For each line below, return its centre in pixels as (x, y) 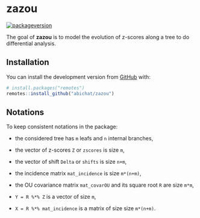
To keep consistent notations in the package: (62, 127)
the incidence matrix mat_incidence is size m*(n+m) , (78, 173)
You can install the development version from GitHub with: (78, 76)
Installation (28, 62)
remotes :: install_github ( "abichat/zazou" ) (60, 93)
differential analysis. (31, 43)
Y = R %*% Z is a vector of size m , (55, 197)
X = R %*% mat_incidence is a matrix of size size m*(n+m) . (85, 208)
